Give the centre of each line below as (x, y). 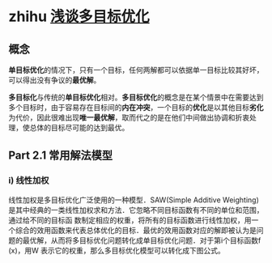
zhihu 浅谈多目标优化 (79, 17)
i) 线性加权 (29, 180)
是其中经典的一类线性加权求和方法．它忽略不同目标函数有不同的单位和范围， (136, 210)
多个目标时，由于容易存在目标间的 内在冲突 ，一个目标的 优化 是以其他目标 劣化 (136, 107)
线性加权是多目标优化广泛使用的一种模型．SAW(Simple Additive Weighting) (134, 200)
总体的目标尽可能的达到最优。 (79, 127)
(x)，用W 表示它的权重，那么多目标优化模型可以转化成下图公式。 (117, 250)
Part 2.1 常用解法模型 (61, 156)
